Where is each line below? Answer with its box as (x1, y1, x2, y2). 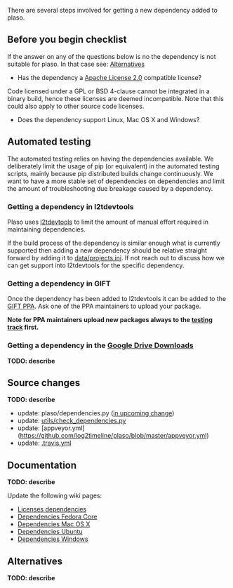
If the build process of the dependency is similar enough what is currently (7, 239, 221, 247)
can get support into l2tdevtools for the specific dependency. (7, 261, 185, 269)
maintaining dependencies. (7, 225, 86, 234)
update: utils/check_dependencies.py (17, 417, 126, 425)
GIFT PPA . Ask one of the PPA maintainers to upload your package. (7, 302, 201, 311)
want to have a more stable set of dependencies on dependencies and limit (7, 177, 225, 185)
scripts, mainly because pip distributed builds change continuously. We (7, 169, 214, 178)
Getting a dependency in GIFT (7, 279, 111, 288)
